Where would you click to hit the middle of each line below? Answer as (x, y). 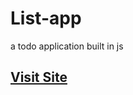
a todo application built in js (67, 46)
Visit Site (39, 77)
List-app (46, 18)
